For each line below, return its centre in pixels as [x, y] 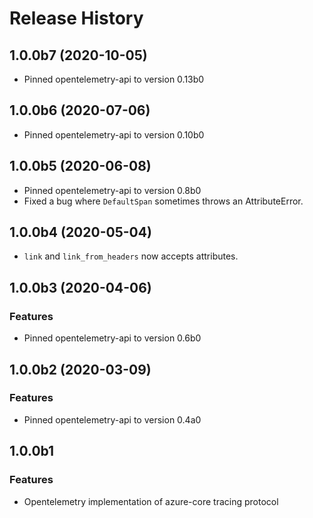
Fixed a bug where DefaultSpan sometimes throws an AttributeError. [163, 201]
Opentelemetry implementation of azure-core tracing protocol [151, 501]
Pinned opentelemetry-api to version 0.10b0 [114, 134]
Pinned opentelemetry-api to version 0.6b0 [112, 338]
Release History [76, 18]
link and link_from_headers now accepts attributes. [131, 256]
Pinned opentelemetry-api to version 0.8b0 [112, 190]
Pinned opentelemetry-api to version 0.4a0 [112, 419]
